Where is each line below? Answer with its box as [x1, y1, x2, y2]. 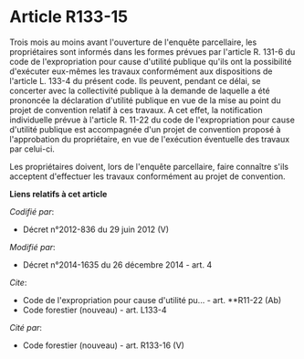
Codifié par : [9, 206, 55, 216]
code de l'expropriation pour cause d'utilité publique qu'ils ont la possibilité [9, 56, 292, 67]
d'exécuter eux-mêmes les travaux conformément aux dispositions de [9, 66, 273, 77]
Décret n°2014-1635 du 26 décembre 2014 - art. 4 [22, 259, 213, 270]
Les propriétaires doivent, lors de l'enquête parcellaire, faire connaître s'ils [9, 161, 289, 172]
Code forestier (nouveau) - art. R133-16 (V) [22, 340, 185, 351]
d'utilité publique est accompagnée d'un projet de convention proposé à [9, 123, 281, 134]
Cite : [9, 277, 27, 288]
